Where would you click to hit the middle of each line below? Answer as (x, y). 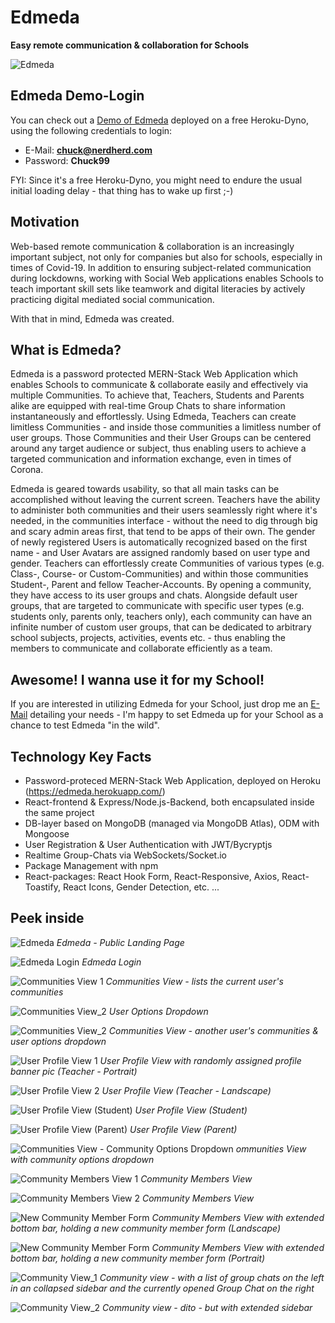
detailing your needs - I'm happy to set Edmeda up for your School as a (176, 715)
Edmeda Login (111, 962)
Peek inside (47, 918)
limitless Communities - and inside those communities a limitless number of (166, 427)
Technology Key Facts (81, 756)
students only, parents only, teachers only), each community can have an (161, 617)
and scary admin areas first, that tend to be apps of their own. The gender (163, 532)
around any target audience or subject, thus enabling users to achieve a (158, 448)
